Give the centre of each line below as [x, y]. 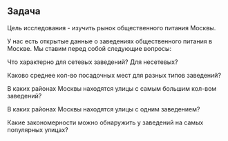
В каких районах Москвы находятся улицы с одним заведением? [104, 109]
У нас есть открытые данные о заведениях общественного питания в [110, 41]
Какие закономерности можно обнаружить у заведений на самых [105, 122]
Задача [24, 11]
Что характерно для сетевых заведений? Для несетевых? [93, 62]
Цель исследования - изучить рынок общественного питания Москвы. [112, 28]
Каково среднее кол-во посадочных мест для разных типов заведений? [114, 75]
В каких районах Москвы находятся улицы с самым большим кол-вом [112, 88]
